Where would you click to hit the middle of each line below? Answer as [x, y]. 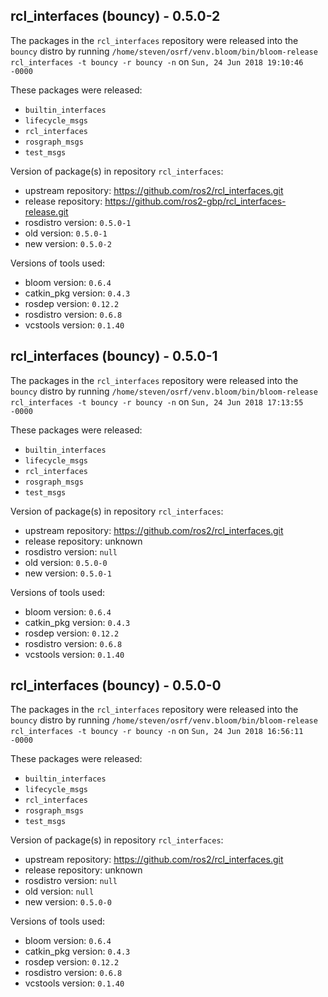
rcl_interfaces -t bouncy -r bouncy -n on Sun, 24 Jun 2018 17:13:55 [157, 401]
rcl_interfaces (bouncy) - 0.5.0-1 [114, 356]
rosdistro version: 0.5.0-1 [78, 222]
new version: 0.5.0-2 [68, 243]
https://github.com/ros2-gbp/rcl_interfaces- [195, 201]
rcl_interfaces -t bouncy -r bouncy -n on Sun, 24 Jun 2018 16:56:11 [157, 731]
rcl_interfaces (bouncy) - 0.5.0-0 [116, 685]
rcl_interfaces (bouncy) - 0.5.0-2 [115, 16]
